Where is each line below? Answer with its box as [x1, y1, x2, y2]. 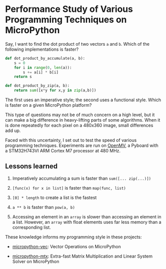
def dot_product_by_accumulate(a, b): [5, 56, 85, 61]
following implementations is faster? [5, 46, 79, 52]
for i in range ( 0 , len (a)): [14, 65, 72, 70]
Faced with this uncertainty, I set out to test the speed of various [5, 137, 137, 143]
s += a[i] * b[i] [23, 69, 58, 75]
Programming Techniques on [5, 14, 127, 25]
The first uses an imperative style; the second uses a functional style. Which [5, 97, 162, 103]
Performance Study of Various [5, 3, 133, 15]
